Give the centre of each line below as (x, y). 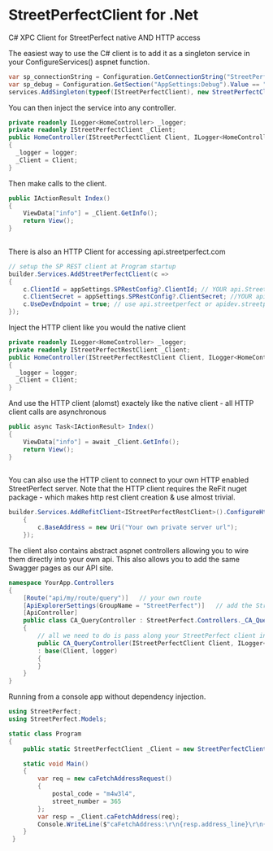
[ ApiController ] (51, 613)
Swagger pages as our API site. (61, 568)
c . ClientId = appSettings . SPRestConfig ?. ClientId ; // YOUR (125, 289)
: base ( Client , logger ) (78, 651)
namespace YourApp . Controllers (61, 583)
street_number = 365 (87, 801)
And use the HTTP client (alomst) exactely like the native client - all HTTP (131, 404)
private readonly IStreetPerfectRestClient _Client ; (100, 350)
